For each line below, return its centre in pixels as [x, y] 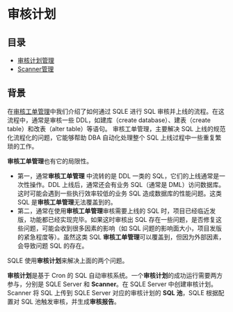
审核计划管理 [35, 60]
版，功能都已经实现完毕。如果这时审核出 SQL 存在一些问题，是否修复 [116, 219]
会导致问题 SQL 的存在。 [53, 246]
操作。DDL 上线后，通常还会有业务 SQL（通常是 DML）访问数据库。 [127, 184]
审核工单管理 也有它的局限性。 [50, 161]
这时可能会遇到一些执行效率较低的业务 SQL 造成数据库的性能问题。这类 [120, 193]
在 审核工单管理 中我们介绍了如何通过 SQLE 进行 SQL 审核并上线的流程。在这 [116, 111]
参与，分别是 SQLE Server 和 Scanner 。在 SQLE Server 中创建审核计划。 [112, 284]
